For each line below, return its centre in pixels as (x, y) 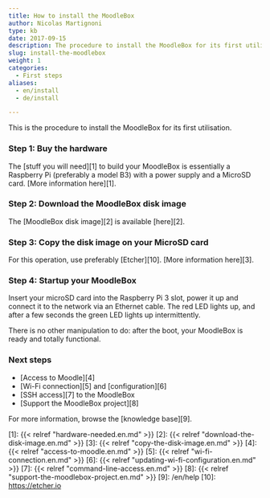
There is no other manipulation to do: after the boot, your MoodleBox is (126, 331)
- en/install (37, 90)
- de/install (37, 98)
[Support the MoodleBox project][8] (79, 403)
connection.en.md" (40, 459)
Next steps (30, 360)
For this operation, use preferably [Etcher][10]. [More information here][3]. (131, 260)
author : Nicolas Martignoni (55, 23)
